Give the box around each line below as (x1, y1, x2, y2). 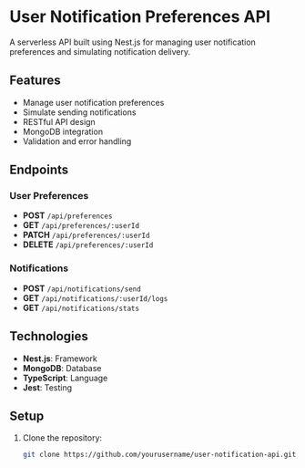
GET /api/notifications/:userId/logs (22, 292, 168, 303)
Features (9, 73, 61, 88)
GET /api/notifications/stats (22, 302, 139, 313)
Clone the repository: (22, 432, 103, 443)
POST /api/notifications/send (22, 283, 141, 294)
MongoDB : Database (22, 362, 102, 373)
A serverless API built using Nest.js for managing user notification (9, 36, 257, 47)
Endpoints (9, 162, 69, 178)
